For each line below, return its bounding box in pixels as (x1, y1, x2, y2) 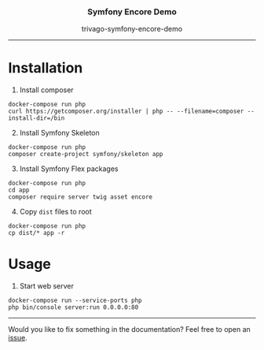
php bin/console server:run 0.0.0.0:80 (8, 303, 139, 311)
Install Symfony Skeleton (19, 128, 100, 138)
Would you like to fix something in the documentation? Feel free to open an (8, 325, 251, 334)
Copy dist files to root (19, 207, 92, 217)
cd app (8, 186, 30, 195)
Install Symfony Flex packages (19, 164, 119, 173)
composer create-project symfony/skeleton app (8, 151, 163, 158)
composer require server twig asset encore (8, 193, 153, 201)
